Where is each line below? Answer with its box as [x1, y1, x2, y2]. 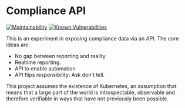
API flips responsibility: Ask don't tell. [14, 71, 105, 78]
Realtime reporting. [14, 59, 62, 66]
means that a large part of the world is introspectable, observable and [6, 89, 175, 96]
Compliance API [6, 4, 86, 18]
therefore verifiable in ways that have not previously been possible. [6, 95, 169, 102]
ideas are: [6, 41, 31, 48]
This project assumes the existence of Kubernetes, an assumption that [6, 82, 177, 89]
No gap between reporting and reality [14, 52, 106, 59]
